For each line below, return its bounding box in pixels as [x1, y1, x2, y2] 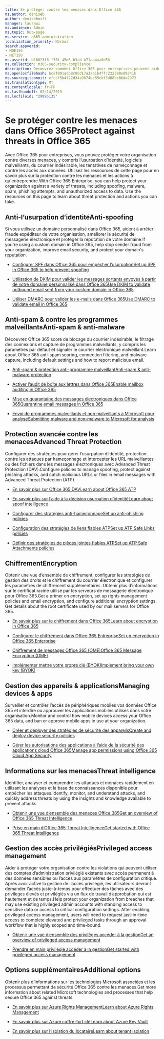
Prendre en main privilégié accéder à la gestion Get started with [12, 946, 140, 952]
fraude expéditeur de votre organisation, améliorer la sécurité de [5, 231, 135, 237]
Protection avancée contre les [5, 430, 99, 439]
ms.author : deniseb [5, 12, 45, 17]
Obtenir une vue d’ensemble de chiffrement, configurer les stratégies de [5, 572, 150, 578]
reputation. [5, 252, 27, 258]
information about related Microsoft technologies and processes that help [5, 989, 153, 995]
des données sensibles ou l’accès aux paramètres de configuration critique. [5, 875, 158, 881]
